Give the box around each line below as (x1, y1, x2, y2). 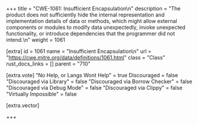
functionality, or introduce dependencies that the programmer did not (6, 30, 176, 37)
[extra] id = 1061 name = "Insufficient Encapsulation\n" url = (6, 48, 152, 55)
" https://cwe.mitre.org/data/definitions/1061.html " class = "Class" (6, 54, 165, 61)
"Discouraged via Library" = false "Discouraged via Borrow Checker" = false (6, 78, 193, 85)
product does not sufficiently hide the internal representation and (6, 11, 165, 18)
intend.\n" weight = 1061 (6, 37, 66, 43)
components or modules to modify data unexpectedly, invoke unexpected (6, 24, 186, 31)
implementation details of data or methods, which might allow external (6, 18, 177, 24)
